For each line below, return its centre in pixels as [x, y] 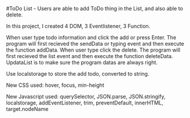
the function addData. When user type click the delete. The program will [93, 50]
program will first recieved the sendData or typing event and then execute [95, 44]
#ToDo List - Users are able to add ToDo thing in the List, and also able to [95, 9]
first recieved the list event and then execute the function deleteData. [90, 56]
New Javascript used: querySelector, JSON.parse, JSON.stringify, [86, 97]
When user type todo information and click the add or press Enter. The [91, 37]
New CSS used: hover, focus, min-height [55, 85]
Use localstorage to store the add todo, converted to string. [78, 74]
